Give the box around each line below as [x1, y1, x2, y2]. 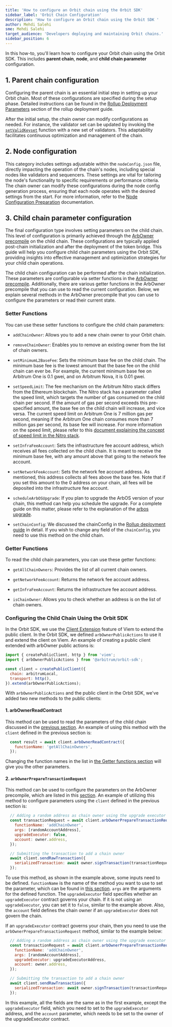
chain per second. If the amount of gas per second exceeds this [12, 400, 148, 406]
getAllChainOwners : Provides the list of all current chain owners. [12, 566, 147, 572]
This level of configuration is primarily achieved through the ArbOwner [5, 233, 154, 239]
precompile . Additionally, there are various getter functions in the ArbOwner [5, 281, 165, 287]
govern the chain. [5, 913, 42, 919]
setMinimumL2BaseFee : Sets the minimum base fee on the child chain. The [12, 357, 166, 363]
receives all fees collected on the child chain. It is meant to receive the [12, 447, 161, 454]
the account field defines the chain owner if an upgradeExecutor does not [5, 907, 158, 914]
